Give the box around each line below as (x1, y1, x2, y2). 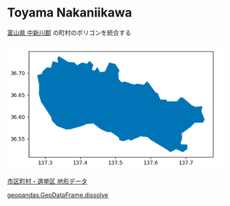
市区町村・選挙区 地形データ (7, 177, 87, 185)
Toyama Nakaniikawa (7, 5, 132, 21)
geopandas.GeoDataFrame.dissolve (7, 191, 109, 199)
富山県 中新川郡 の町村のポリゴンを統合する (7, 28, 132, 37)
